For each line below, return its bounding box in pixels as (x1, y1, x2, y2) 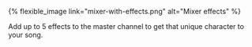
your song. (8, 31, 43, 39)
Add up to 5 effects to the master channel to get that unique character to (8, 22, 245, 31)
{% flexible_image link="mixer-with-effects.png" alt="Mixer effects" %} (8, 7, 242, 16)
